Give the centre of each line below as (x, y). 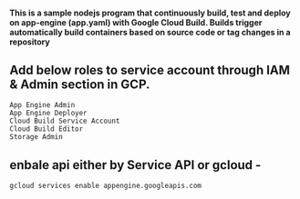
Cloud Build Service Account (65, 121)
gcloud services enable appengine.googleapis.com (106, 186)
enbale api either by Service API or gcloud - (135, 165)
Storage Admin (36, 137)
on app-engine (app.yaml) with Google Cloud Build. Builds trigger (136, 22)
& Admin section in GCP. (80, 84)
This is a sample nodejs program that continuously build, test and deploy (150, 13)
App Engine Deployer (49, 114)
